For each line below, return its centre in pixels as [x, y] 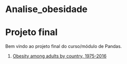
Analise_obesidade [46, 9]
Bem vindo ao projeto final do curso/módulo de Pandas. [63, 46]
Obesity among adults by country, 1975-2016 [59, 56]
